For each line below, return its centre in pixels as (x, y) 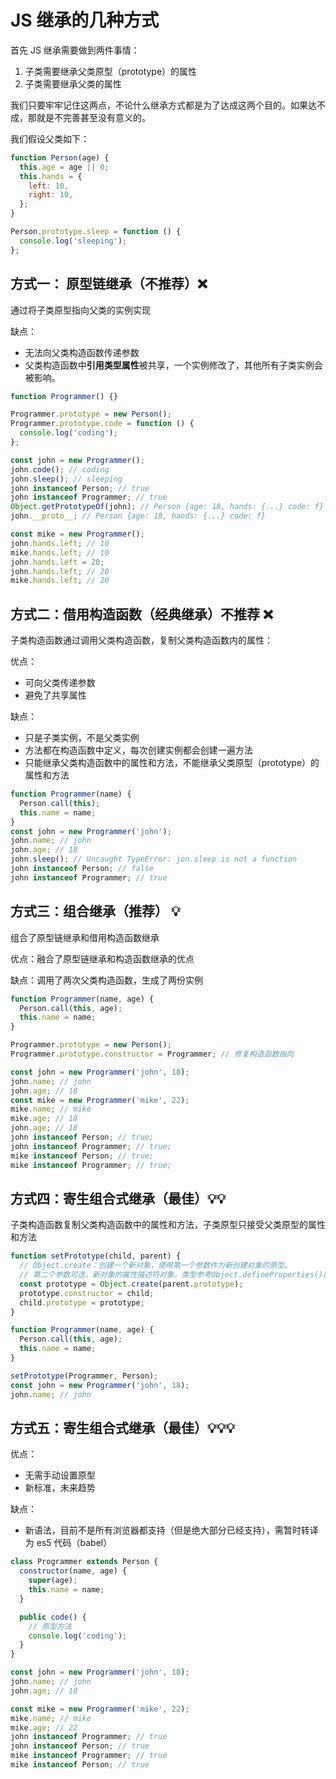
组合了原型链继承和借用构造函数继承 (85, 937)
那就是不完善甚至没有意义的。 (89, 117)
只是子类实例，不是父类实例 (82, 738)
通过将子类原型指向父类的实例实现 (80, 310)
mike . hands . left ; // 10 (60, 552)
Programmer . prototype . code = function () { (102, 424)
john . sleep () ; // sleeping (66, 479)
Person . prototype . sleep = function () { (96, 232)
